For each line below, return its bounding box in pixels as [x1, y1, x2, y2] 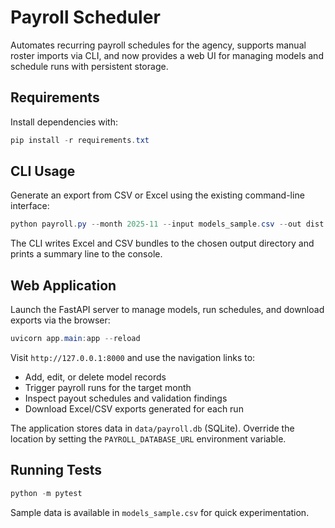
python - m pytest [10, 488, 83, 498]
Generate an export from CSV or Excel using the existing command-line [10, 189, 305, 201]
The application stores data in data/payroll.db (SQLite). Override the [10, 422, 295, 434]
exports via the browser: [10, 314, 111, 326]
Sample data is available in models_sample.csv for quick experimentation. [10, 506, 310, 518]
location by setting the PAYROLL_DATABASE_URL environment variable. [10, 433, 287, 445]
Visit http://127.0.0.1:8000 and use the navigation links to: [10, 352, 256, 363]
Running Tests [10, 462, 102, 479]
